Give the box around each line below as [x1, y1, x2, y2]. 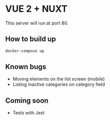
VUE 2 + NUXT [5, 3, 68, 15]
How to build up [5, 35, 56, 43]
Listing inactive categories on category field [12, 81, 105, 87]
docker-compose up [5, 48, 44, 54]
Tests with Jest [12, 110, 45, 116]
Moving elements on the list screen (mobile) [12, 76, 105, 82]
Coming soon [5, 96, 49, 105]
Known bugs [5, 62, 47, 71]
